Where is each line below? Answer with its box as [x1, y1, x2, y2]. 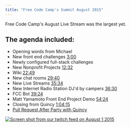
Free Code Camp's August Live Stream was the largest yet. [5, 21, 127, 27]
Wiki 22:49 [12, 70, 35, 76]
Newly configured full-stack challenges [12, 59, 94, 65]
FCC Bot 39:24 [12, 91, 43, 97]
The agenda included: [5, 35, 75, 44]
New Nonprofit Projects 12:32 [12, 64, 73, 70]
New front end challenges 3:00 [12, 54, 76, 60]
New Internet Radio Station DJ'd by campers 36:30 [12, 86, 118, 92]
